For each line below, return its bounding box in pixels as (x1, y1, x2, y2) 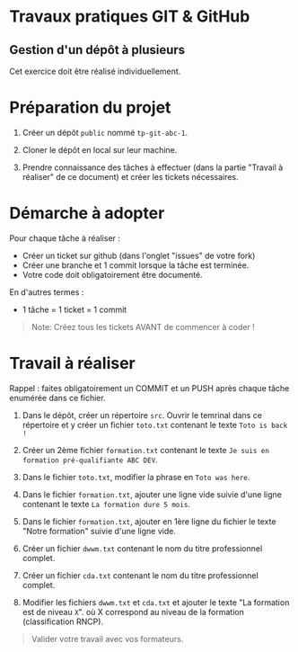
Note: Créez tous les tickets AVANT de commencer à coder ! (31, 321, 256, 332)
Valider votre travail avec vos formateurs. (31, 633, 184, 644)
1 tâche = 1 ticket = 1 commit (22, 304, 127, 315)
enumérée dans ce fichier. (9, 392, 106, 403)
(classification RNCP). (22, 616, 104, 627)
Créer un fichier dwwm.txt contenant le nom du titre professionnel (22, 542, 263, 554)
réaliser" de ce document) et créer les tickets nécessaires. (22, 171, 240, 182)
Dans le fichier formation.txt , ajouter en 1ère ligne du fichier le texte (22, 515, 276, 527)
